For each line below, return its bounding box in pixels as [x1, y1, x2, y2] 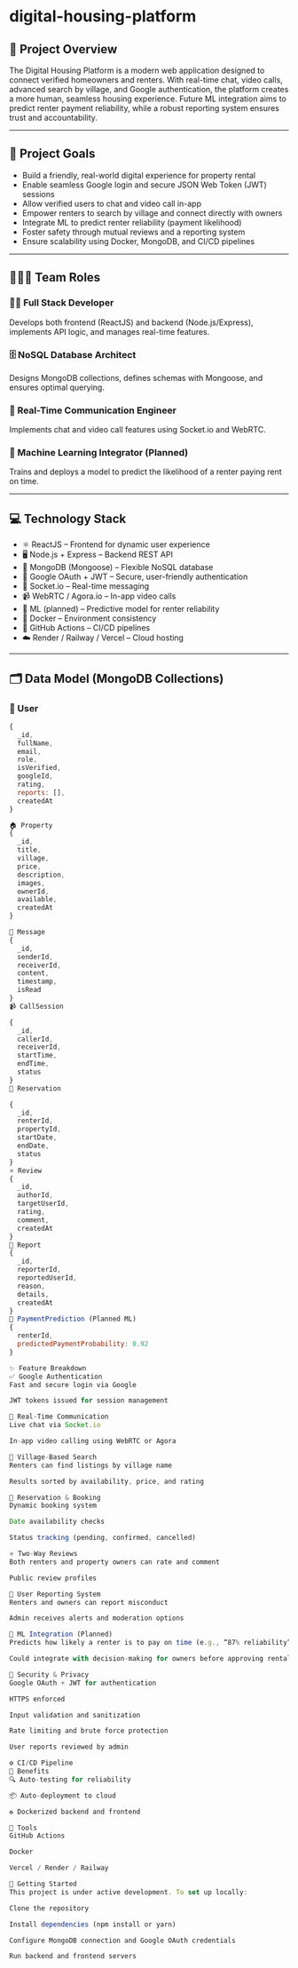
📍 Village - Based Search [9, 1452, 98, 1462]
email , [17, 747, 42, 756]
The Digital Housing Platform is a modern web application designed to [9, 65, 265, 75]
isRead [17, 986, 42, 995]
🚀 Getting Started [9, 1880, 77, 1889]
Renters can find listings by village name [9, 1461, 173, 1470]
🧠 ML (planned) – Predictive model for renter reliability [21, 604, 220, 615]
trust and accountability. [9, 113, 98, 123]
